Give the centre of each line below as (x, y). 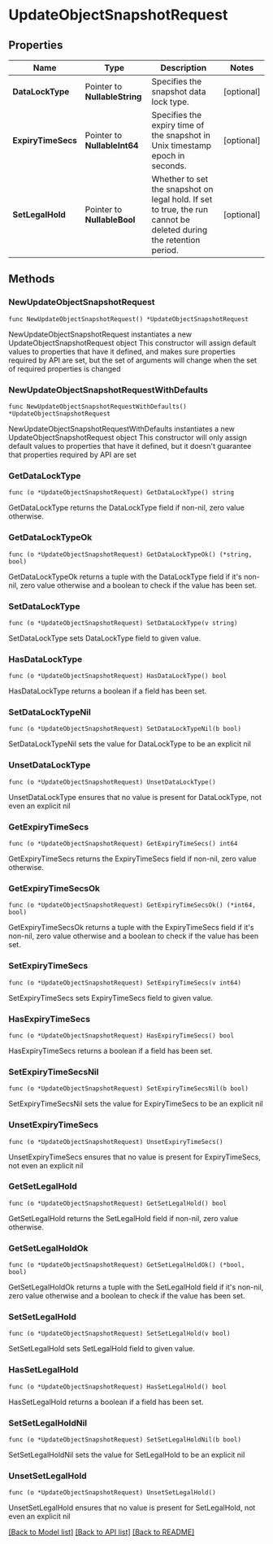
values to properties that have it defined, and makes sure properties (122, 351)
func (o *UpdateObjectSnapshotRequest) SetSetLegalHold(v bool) (119, 1334)
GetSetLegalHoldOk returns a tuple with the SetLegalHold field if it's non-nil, (136, 1287)
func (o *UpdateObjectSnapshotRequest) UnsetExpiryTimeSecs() (116, 1142)
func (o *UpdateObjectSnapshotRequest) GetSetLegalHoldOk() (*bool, (127, 1265)
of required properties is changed (65, 368)
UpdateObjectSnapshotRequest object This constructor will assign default (132, 342)
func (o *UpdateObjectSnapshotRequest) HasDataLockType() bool (118, 676)
